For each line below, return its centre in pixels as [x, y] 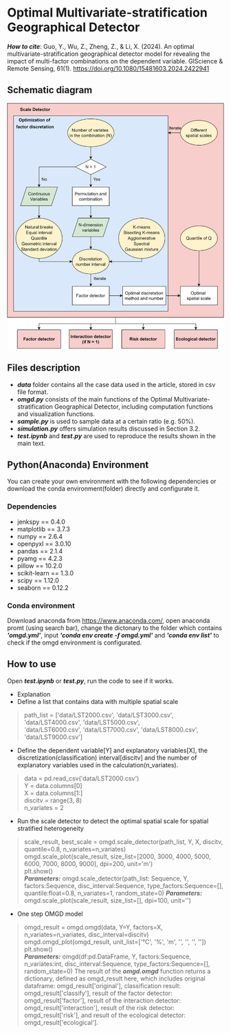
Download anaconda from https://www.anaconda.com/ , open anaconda [109, 620]
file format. [33, 392]
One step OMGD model [50, 914]
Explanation [34, 694]
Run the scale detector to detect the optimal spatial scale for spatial [113, 821]
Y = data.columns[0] [53, 785]
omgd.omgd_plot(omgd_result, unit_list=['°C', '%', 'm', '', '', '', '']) [115, 942]
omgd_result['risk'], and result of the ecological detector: [105, 1015]
